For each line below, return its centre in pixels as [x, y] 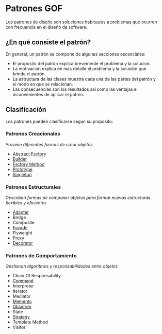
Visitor [19, 327]
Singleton [22, 174]
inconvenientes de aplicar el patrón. [48, 94]
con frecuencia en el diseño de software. [47, 27]
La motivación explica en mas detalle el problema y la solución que [79, 68]
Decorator [23, 243]
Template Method [30, 322]
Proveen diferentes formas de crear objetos [49, 144]
